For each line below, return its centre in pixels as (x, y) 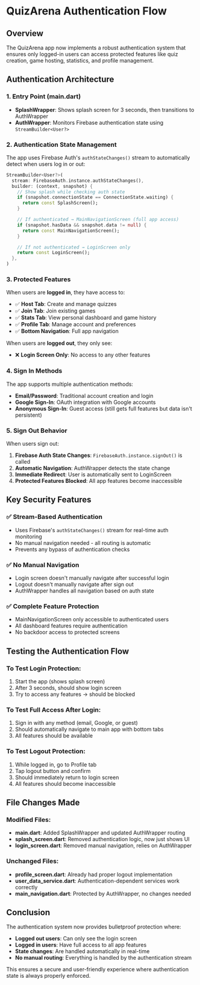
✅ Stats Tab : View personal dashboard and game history (86, 318)
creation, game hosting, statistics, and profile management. (80, 61)
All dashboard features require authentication (71, 626)
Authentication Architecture (60, 79)
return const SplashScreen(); (60, 203)
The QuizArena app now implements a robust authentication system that (96, 48)
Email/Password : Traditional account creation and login (84, 396)
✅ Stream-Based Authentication (54, 517)
